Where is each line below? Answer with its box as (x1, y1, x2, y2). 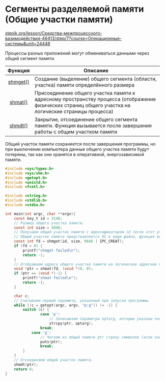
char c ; (14, 293, 29, 298)
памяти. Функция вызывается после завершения (34, 122, 152, 129)
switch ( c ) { (23, 307, 50, 312)
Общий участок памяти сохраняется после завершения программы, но (5, 141, 156, 147)
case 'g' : (31, 330, 52, 335)
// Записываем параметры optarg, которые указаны (49, 317, 153, 321)
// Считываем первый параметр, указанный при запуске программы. (14, 298, 151, 303)
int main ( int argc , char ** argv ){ (5, 211, 76, 216)
